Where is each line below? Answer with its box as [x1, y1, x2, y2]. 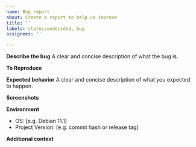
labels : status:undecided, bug [6, 25, 85, 32]
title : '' [6, 20, 31, 26]
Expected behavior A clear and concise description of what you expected [6, 76, 191, 83]
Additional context [6, 136, 54, 143]
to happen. [6, 82, 33, 90]
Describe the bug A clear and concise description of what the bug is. [6, 53, 179, 60]
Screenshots [6, 94, 39, 101]
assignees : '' [6, 31, 42, 37]
